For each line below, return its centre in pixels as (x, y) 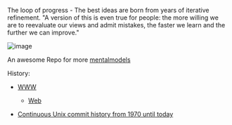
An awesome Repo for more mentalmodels (69, 60)
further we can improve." (43, 32)
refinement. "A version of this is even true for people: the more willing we (113, 18)
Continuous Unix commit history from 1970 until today (95, 114)
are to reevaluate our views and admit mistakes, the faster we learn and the (116, 25)
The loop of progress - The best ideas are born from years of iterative (108, 10)
